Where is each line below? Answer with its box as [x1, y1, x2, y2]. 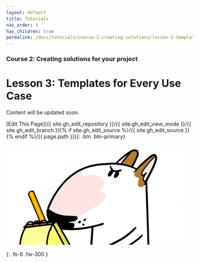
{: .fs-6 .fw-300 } [6, 251, 49, 258]
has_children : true [6, 28, 54, 34]
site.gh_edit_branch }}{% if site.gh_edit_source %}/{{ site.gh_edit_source [6, 126, 184, 133]
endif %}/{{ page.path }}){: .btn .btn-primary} [14, 133, 126, 140]
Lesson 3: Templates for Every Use [6, 77, 182, 90]
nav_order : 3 [6, 22, 38, 28]
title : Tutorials [6, 15, 49, 22]
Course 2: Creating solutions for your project [6, 55, 138, 63]
